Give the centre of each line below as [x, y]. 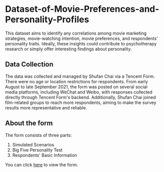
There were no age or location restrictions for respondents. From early [77, 81]
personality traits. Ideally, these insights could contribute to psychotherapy [81, 43]
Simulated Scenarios [33, 144]
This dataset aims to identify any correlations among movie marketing [76, 33]
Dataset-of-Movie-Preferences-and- [82, 9]
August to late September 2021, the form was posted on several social [76, 87]
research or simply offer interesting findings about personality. [68, 49]
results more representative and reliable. [46, 107]
